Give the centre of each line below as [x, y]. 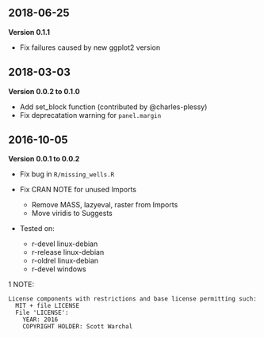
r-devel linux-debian [65, 244]
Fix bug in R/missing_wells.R [67, 174]
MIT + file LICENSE [48, 306]
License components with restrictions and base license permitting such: [133, 299]
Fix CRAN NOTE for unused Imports [78, 190]
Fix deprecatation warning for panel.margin [90, 115]
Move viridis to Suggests [72, 214]
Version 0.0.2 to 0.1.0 [44, 91]
